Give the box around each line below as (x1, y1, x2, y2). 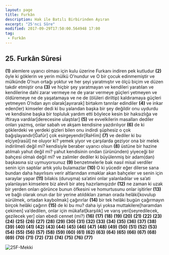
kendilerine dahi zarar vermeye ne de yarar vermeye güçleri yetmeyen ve (5, 89, 157, 95)
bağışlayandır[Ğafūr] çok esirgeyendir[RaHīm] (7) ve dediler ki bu (5, 132, 142, 138)
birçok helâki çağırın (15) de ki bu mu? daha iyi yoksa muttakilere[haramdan (5, 202, 162, 208)
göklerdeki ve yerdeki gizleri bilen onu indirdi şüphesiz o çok (5, 127, 131, 133)
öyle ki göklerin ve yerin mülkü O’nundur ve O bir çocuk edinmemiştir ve (5, 73, 155, 79)
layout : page (5, 7, 33, 13)
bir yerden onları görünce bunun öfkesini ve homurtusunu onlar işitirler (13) (5, 186, 161, 192)
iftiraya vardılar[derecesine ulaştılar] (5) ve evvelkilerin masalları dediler (5, 116, 154, 122)
